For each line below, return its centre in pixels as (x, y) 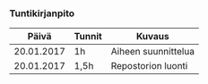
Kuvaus (152, 37)
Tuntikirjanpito (42, 13)
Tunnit (88, 37)
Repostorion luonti (149, 66)
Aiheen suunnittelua (153, 52)
